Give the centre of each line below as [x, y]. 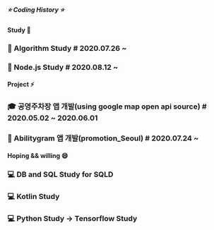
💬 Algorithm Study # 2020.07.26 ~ [67, 48]
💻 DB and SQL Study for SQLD [60, 174]
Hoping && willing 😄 [38, 155]
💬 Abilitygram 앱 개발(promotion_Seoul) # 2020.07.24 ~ [103, 138]
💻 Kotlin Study [34, 196]
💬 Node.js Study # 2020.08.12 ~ [63, 67]
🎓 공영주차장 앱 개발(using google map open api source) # [107, 107]
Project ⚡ [21, 85]
